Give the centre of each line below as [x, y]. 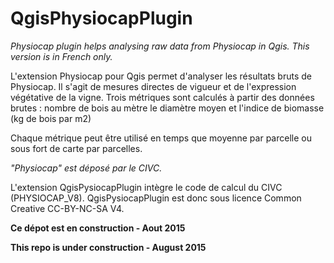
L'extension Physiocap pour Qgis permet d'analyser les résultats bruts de [161, 76]
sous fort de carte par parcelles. [76, 148]
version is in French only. [61, 56]
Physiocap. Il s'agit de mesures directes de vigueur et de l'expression [153, 86]
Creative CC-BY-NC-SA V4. [67, 208]
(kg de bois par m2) [51, 118]
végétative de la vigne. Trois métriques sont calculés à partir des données [162, 97]
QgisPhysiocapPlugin [101, 18]
